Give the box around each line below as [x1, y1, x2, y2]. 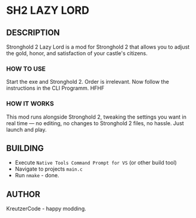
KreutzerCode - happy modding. [6, 205, 86, 213]
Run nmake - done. [14, 172, 59, 179]
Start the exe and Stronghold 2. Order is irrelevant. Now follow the [6, 78, 170, 86]
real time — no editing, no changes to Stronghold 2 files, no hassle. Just [6, 119, 184, 126]
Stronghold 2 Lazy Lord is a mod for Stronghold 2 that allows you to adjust [6, 43, 190, 50]
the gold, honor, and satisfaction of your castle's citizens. [6, 50, 148, 57]
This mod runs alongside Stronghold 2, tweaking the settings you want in [6, 113, 187, 120]
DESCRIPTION [6, 28, 60, 38]
